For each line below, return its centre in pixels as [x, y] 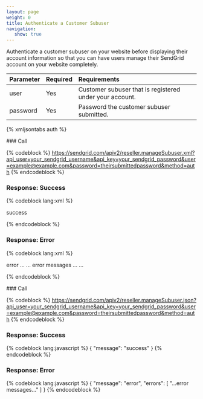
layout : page [23, 12]
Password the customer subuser [124, 107]
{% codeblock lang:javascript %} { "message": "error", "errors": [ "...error [98, 383]
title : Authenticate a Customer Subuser [58, 23]
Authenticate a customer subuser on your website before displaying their [97, 51]
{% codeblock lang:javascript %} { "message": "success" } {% [84, 348]
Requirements [99, 79]
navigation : [21, 29]
